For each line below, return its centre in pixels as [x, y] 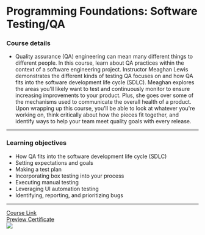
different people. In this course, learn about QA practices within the [99, 63]
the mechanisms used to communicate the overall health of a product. [103, 102]
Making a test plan [38, 169]
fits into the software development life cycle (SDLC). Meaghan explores [105, 82]
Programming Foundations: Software [102, 11]
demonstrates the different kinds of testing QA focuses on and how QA [104, 76]
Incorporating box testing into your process [70, 176]
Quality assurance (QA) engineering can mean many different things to [104, 57]
